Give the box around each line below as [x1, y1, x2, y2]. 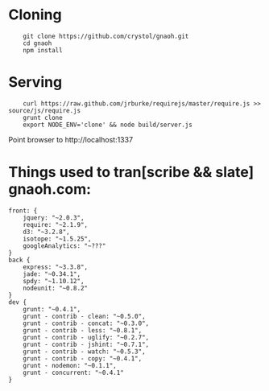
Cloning [8, 6, 62, 24]
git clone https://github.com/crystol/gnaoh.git [23, 32, 189, 40]
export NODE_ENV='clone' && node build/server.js [23, 121, 193, 129]
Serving [8, 73, 63, 92]
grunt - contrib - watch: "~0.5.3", [23, 348, 147, 356]
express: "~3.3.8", [23, 263, 89, 271]
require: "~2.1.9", [23, 220, 89, 228]
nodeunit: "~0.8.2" [23, 284, 89, 292]
